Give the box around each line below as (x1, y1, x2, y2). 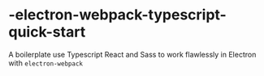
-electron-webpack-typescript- (8, 6, 227, 24)
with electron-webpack (8, 58, 84, 68)
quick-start (8, 23, 86, 41)
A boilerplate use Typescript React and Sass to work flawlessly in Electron (8, 49, 257, 59)
